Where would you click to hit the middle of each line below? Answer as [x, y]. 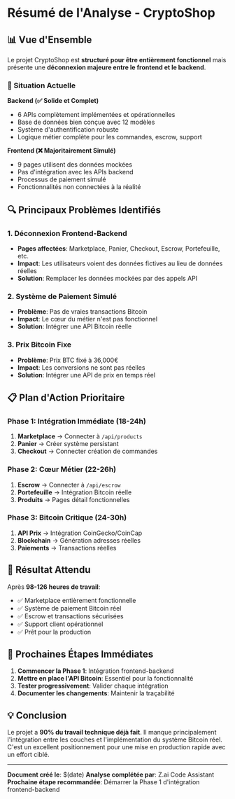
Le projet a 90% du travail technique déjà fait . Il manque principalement [112, 732]
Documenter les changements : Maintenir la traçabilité [96, 693]
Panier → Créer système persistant [68, 444]
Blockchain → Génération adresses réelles [79, 540]
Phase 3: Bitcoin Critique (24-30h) [67, 517]
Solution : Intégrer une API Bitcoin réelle [74, 326]
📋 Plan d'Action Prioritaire [66, 397]
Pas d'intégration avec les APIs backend [76, 172]
